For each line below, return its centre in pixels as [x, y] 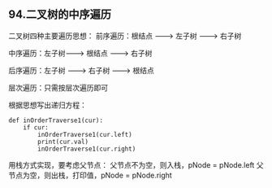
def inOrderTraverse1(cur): [56, 120]
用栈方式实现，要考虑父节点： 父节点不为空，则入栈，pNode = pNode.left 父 [136, 164]
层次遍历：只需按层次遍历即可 [58, 87]
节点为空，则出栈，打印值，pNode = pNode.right [90, 175]
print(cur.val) [63, 142]
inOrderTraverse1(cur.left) [85, 134]
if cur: [36, 127]
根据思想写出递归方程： [47, 105]
